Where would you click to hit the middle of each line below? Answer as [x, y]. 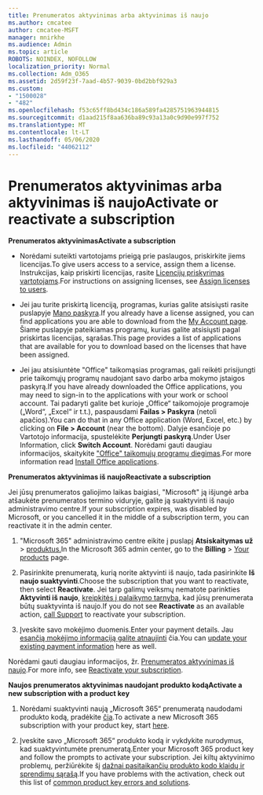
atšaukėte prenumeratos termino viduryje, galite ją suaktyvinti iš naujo [121, 500]
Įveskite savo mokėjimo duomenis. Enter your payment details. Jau [126, 630]
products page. [44, 558]
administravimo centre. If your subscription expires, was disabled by [118, 509]
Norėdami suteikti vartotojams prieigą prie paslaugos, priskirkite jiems [132, 256]
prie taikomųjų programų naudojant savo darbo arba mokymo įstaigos [132, 379]
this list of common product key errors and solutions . [105, 782]
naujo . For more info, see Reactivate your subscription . [96, 670]
